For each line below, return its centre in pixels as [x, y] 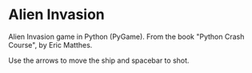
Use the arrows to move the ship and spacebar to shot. [99, 60]
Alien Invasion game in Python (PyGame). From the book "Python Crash [126, 36]
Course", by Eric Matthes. [50, 44]
